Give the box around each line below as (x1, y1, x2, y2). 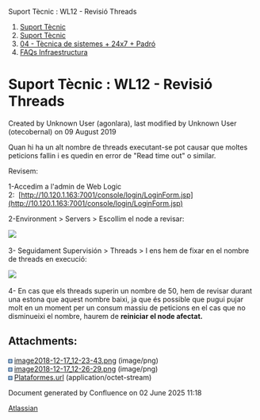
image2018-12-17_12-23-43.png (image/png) (13, 356, 159, 365)
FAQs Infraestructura (19, 48, 89, 56)
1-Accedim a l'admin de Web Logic (8, 181, 122, 191)
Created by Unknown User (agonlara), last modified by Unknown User (8, 119, 237, 128)
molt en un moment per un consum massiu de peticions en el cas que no (8, 302, 246, 313)
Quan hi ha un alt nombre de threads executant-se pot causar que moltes (8, 142, 248, 152)
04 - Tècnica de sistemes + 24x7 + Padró (19, 39, 156, 49)
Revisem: (8, 166, 38, 176)
